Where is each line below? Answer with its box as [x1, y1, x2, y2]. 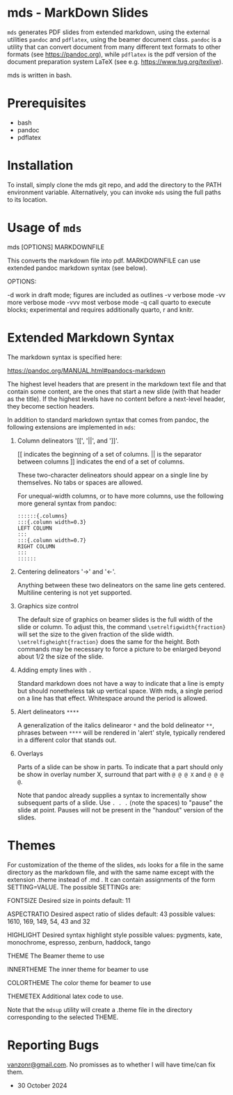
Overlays [17, 749, 44, 757]
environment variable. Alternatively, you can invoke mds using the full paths [7, 188, 221, 196]
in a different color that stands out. [17, 736, 117, 744]
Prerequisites [7, 95, 87, 111]
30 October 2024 [17, 1081, 67, 1089]
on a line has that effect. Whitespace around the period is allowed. [17, 694, 207, 702]
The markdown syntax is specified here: [7, 353, 122, 361]
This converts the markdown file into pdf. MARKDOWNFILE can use [7, 256, 201, 265]
